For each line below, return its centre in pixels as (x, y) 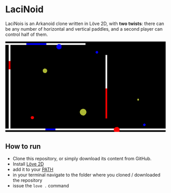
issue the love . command (41, 186)
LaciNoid (24, 9)
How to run (23, 146)
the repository (27, 180)
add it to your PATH (33, 170)
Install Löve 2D (28, 164)
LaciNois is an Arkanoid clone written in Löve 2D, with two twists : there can (85, 23)
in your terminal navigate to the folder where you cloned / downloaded (86, 175)
